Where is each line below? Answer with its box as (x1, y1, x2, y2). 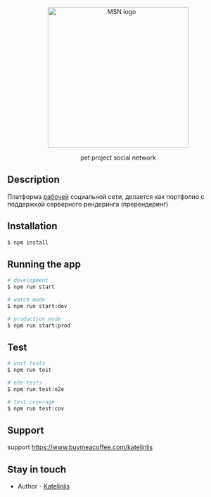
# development (7, 277, 49, 284)
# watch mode (7, 296, 46, 304)
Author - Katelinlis (17, 482, 70, 491)
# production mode (7, 315, 61, 323)
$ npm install (7, 239, 49, 246)
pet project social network (80, 153, 156, 162)
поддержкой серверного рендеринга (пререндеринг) (7, 200, 169, 208)
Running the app (7, 258, 81, 270)
